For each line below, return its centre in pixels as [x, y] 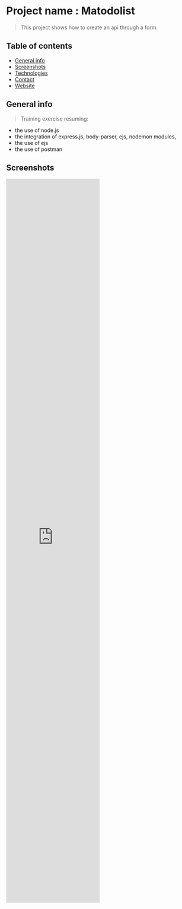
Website [25, 86]
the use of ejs [31, 143]
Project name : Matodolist [71, 11]
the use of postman [39, 149]
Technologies [31, 73]
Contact [24, 79]
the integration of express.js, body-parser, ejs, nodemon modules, [95, 136]
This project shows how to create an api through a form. [89, 27]
